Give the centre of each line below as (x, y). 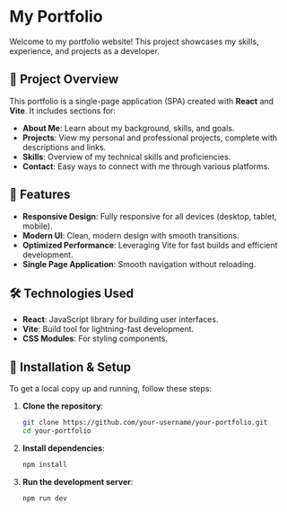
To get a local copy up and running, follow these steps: (111, 389)
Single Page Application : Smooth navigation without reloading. (139, 264)
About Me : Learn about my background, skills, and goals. (128, 128)
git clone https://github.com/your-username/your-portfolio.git (145, 423)
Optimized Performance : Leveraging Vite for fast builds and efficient (150, 245)
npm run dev (44, 498)
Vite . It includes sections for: (63, 111)
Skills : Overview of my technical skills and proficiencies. (126, 157)
